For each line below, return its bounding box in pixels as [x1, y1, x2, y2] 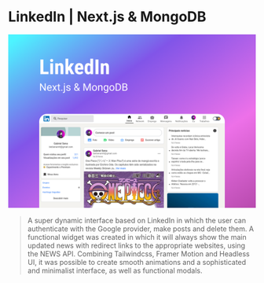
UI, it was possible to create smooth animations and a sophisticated [27, 258, 247, 267]
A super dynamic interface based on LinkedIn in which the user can [27, 216, 247, 226]
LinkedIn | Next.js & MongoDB [8, 8, 207, 26]
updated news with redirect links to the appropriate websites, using [27, 241, 246, 251]
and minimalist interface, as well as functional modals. [27, 266, 203, 275]
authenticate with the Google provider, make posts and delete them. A [27, 224, 254, 233]
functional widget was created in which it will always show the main [27, 233, 247, 242]
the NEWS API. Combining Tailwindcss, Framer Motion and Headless [27, 249, 250, 259]
